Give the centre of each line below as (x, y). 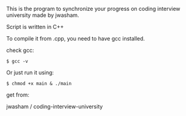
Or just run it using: (30, 72)
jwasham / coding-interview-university (55, 106)
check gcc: (20, 50)
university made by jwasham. (43, 15)
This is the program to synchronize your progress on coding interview (93, 9)
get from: (18, 95)
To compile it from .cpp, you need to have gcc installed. (76, 38)
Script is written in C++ (35, 27)
